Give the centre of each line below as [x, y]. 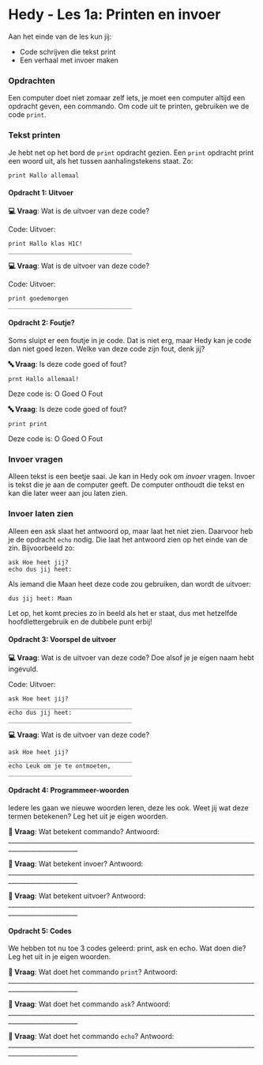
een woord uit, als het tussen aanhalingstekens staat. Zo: [101, 161]
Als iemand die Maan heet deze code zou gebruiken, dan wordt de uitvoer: [130, 583]
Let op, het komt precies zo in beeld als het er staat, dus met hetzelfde [123, 613]
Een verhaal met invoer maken [69, 60]
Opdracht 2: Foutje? [41, 323]
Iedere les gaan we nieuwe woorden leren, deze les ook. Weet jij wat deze [128, 807]
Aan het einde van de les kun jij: [60, 36]
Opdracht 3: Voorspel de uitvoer [62, 640]
